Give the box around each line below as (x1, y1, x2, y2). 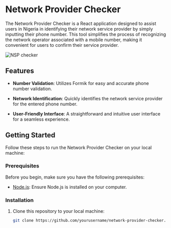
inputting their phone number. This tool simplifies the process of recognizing (5, 31, 166, 37)
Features (5, 67, 34, 75)
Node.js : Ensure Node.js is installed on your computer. (12, 184, 127, 190)
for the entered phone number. (12, 101, 78, 107)
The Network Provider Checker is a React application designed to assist (5, 20, 157, 26)
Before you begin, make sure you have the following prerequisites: (5, 174, 144, 180)
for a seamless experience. (12, 116, 70, 122)
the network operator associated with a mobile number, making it (5, 37, 142, 43)
